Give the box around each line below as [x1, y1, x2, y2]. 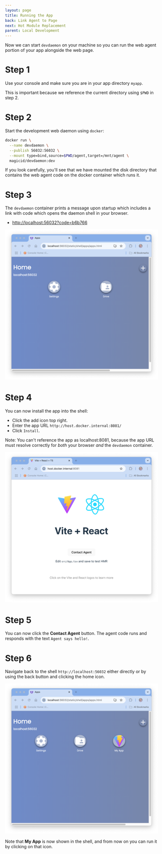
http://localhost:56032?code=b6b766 [12, 220, 88, 225]
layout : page [5, 8, 32, 13]
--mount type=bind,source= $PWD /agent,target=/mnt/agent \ [9, 153, 130, 158]
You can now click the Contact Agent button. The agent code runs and [5, 631, 147, 636]
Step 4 [5, 392, 32, 403]
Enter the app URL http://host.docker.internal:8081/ [12, 422, 122, 428]
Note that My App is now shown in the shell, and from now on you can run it [5, 838, 157, 844]
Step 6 [5, 652, 32, 664]
